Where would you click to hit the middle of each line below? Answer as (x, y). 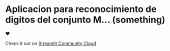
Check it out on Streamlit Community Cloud (51, 43)
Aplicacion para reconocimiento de (81, 9)
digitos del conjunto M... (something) (85, 20)
